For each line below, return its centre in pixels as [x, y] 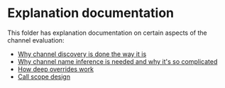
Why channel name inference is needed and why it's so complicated [117, 61]
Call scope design [44, 77]
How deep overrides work [56, 69]
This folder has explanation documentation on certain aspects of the [107, 33]
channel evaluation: [36, 40]
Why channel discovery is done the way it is [82, 54]
